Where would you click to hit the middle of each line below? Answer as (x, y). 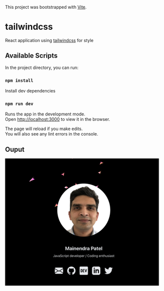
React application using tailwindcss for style (49, 40)
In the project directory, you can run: (42, 67)
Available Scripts (31, 56)
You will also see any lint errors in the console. (52, 134)
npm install (19, 80)
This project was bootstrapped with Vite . (46, 7)
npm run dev (19, 104)
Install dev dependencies (30, 91)
